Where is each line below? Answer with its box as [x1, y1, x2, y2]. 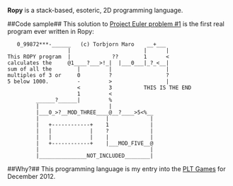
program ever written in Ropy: [7, 28, 94, 35]
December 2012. [7, 173, 56, 180]
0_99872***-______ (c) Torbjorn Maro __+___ [16, 41, 166, 48]
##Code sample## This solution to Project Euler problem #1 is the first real [7, 20, 225, 28]
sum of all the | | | [7, 66, 170, 73]
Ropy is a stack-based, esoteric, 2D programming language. [7, 6, 183, 14]
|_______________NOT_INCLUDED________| [35, 152, 154, 159]
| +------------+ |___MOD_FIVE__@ [35, 140, 154, 147]
